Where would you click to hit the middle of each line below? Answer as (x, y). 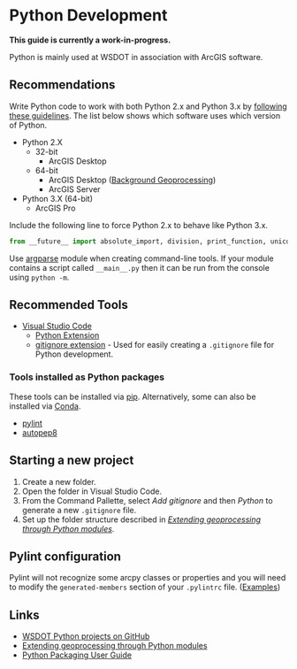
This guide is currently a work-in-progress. (90, 40)
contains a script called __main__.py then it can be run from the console (139, 267)
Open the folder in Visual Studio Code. (91, 491)
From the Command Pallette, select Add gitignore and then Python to (147, 500)
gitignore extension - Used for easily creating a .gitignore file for (155, 345)
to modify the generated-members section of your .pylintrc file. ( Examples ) (145, 587)
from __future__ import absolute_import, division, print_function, (138, 241)
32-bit (46, 151)
